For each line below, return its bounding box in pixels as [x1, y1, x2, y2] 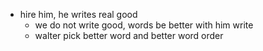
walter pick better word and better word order [34, 30, 224, 41]
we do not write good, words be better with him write [34, 19, 254, 31]
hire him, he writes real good [19, 9, 138, 20]
